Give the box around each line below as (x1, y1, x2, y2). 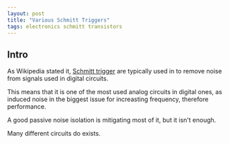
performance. (7, 102, 46, 111)
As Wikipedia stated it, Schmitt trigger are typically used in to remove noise (7, 67, 222, 75)
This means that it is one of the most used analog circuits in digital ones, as (7, 88, 223, 96)
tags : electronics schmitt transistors (7, 23, 123, 30)
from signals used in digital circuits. (7, 74, 109, 83)
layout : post (7, 10, 45, 17)
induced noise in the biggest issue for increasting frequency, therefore (7, 95, 209, 104)
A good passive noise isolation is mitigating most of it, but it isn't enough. (7, 116, 217, 125)
